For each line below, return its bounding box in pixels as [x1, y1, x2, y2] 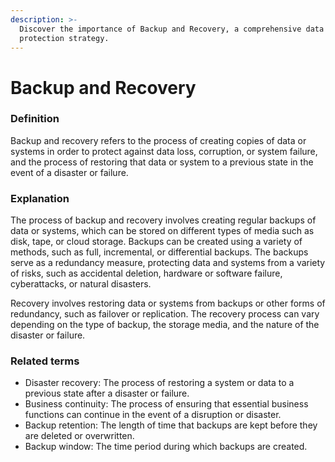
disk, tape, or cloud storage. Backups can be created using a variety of [10, 236, 303, 248]
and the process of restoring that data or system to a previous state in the [10, 156, 314, 168]
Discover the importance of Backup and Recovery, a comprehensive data [19, 24, 325, 34]
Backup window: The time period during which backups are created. [24, 441, 308, 453]
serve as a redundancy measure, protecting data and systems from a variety [10, 257, 326, 269]
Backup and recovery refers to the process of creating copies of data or [10, 134, 307, 146]
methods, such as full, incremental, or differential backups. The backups [10, 246, 309, 258]
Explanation [10, 191, 70, 205]
